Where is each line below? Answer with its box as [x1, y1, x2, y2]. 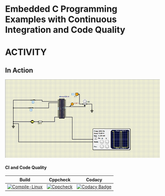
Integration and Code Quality [5, 24, 126, 35]
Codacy [85, 176, 103, 182]
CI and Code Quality [5, 164, 47, 170]
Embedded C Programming [5, 3, 118, 15]
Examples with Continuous [5, 14, 117, 25]
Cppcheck [49, 176, 71, 182]
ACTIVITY [5, 47, 47, 58]
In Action [5, 66, 33, 74]
